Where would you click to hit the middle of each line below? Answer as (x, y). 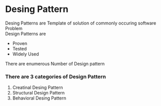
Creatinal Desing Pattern (38, 87)
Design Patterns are (25, 33)
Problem (14, 28)
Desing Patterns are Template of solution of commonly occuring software (81, 23)
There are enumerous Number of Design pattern (55, 63)
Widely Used (25, 54)
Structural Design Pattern (38, 93)
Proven (20, 43)
